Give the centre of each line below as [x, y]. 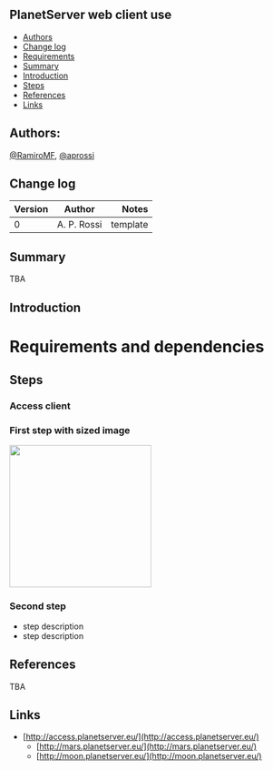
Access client [40, 406]
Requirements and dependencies [137, 346]
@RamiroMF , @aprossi [52, 155]
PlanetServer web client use [91, 15]
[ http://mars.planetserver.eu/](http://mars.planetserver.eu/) [146, 746]
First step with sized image [70, 431]
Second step [38, 606]
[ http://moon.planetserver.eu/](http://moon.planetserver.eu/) [149, 756]
